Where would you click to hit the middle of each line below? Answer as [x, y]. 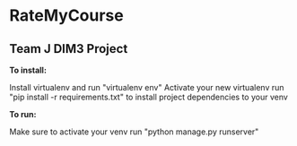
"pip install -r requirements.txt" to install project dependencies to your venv [149, 97]
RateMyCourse [66, 16]
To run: [23, 114]
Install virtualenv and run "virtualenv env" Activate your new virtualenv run [147, 87]
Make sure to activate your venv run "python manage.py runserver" [134, 132]
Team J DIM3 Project [69, 49]
